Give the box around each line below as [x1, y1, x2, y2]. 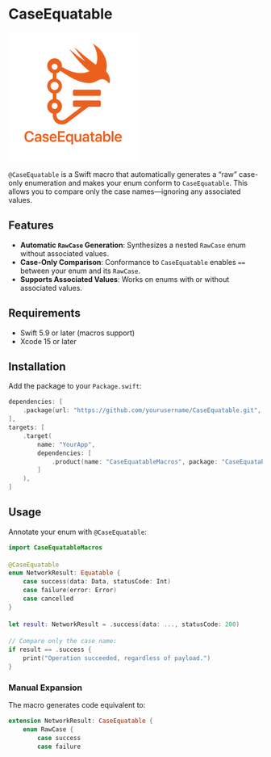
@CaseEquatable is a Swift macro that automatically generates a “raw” [8, 169, 238, 179]
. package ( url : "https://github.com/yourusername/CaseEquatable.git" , [23, 406, 262, 414]
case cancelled [23, 595, 74, 603]
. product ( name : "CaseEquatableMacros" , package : [51, 457, 219, 465]
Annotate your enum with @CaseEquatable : [8, 527, 147, 536]
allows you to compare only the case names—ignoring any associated [8, 187, 241, 196]
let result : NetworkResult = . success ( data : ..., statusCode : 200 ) [8, 620, 240, 629]
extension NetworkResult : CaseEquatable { [8, 717, 153, 725]
